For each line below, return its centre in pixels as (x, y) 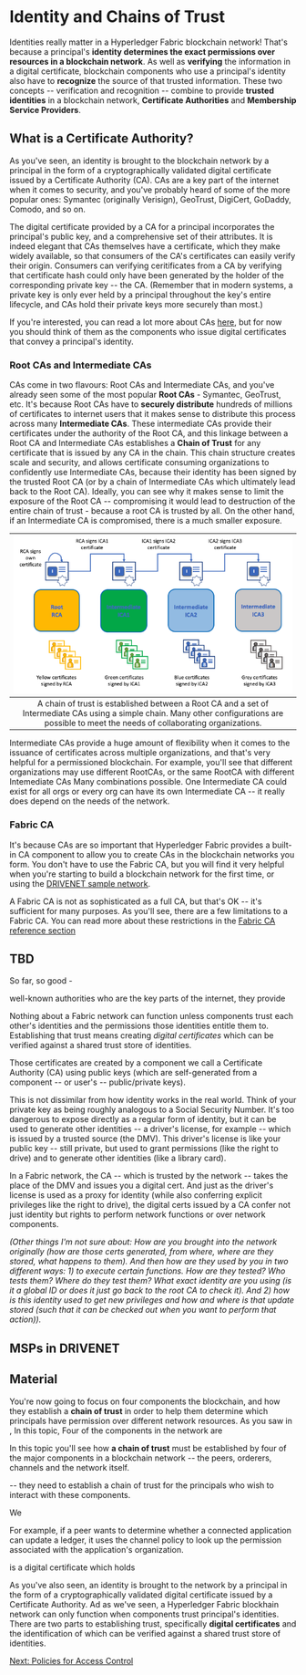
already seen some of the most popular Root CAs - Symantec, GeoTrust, (145, 395)
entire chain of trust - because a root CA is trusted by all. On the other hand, (152, 511)
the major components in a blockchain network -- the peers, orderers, (141, 1458)
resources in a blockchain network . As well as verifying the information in (150, 61)
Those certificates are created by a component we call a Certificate (136, 1063)
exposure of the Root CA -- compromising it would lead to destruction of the (153, 501)
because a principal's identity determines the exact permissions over (143, 51)
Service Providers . (46, 109)
